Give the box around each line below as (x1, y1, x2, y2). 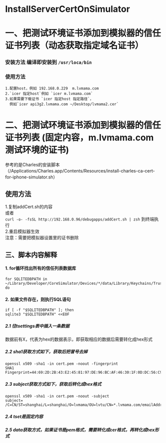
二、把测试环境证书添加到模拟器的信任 (5, 120, 162, 131)
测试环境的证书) (5, 144, 69, 155)
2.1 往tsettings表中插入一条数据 (5, 323, 70, 329)
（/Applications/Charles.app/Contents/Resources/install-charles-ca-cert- (5, 168, 155, 174)
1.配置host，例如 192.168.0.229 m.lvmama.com (5, 86, 99, 91)
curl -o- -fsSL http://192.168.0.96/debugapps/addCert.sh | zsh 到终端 (5, 216, 155, 222)
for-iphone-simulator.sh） (5, 174, 58, 180)
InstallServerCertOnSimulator (5, 3, 130, 15)
